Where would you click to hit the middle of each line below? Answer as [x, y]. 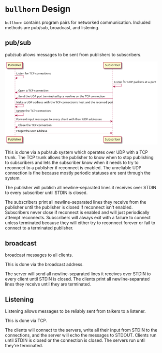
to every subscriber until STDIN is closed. [46, 193]
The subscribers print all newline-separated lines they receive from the [76, 202]
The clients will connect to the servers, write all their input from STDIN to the [81, 330]
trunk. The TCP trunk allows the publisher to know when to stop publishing [79, 158]
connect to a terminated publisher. [39, 228]
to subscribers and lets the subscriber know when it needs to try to [72, 163]
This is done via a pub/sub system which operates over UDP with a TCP [77, 152]
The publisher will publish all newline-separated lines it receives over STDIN [81, 188]
